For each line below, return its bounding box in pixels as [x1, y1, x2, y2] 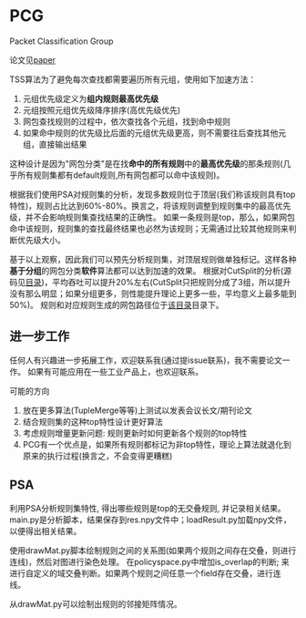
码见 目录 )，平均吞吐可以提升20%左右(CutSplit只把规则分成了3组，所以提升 [9, 276, 291, 287]
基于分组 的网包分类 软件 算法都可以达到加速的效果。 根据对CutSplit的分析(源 [9, 265, 292, 276]
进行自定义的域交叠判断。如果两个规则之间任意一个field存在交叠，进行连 [9, 567, 281, 579]
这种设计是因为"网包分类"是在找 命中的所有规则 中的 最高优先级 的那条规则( [9, 158, 284, 169]
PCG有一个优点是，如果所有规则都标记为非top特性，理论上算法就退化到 [22, 438, 291, 449]
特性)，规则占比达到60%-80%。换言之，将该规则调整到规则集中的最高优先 [9, 200, 291, 211]
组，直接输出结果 [22, 139, 87, 149]
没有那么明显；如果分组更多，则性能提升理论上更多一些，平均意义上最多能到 [9, 288, 297, 299]
